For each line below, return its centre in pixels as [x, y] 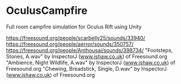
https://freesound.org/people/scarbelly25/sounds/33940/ [76, 38]
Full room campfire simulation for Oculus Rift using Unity [74, 27]
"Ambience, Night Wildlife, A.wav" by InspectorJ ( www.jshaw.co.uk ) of [91, 63]
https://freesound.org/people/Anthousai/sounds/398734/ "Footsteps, [90, 50]
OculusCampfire [47, 11]
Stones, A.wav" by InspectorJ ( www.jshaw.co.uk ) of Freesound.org [87, 56]
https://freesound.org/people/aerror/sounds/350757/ [70, 44]
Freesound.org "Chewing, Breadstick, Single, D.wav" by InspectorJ [86, 68]
